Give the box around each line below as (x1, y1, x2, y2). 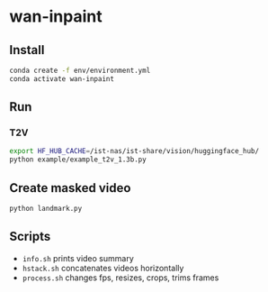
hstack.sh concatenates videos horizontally (22, 262, 184, 273)
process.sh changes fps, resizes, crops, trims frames (22, 272, 219, 283)
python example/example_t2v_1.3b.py (9, 155, 147, 164)
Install (9, 42, 45, 58)
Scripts (9, 229, 51, 244)
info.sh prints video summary (22, 252, 135, 263)
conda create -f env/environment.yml (9, 66, 151, 75)
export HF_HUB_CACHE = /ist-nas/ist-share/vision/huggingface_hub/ (9, 147, 259, 156)
